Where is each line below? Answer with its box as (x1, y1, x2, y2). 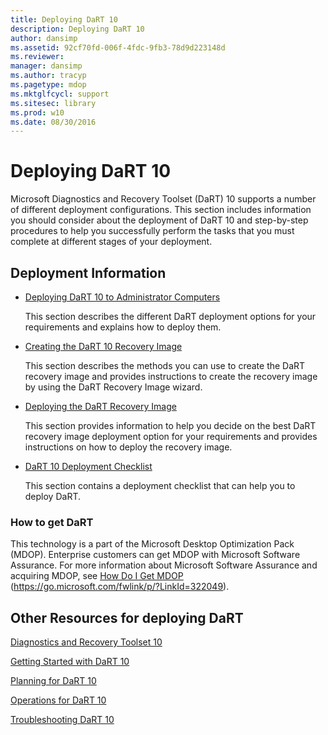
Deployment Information (10, 264, 167, 281)
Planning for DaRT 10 (10, 675, 97, 687)
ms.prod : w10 (10, 107, 65, 118)
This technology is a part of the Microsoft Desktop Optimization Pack (10, 538, 295, 550)
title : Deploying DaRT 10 (10, 14, 118, 25)
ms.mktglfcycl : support (10, 89, 110, 99)
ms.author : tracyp (10, 71, 87, 81)
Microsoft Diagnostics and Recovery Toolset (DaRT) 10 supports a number (10, 193, 317, 205)
